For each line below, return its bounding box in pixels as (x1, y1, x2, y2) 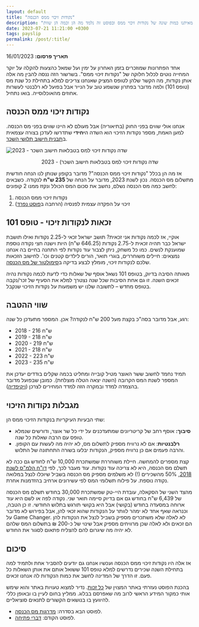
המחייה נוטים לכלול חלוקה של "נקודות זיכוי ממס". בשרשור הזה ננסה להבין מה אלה (6, 71, 189, 77)
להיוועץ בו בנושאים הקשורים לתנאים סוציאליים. (6, 596, 110, 604)
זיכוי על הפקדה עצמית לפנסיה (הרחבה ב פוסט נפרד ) (14, 200, 130, 207)
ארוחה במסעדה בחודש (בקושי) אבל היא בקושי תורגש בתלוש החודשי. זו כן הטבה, (6, 501, 185, 509)
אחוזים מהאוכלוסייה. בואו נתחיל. (6, 90, 78, 96)
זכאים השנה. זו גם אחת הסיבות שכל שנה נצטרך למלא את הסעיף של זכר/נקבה (6, 276, 179, 283)
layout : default (6, 8, 46, 15)
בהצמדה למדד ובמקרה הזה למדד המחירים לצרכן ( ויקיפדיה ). (6, 383, 139, 390)
